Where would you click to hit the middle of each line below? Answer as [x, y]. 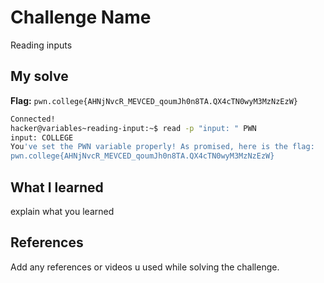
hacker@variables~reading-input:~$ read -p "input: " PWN [133, 128]
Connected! [33, 119]
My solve [39, 76]
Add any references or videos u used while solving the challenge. [145, 267]
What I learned [57, 187]
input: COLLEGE [42, 137]
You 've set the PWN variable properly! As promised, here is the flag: [162, 147]
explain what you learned [62, 211]
